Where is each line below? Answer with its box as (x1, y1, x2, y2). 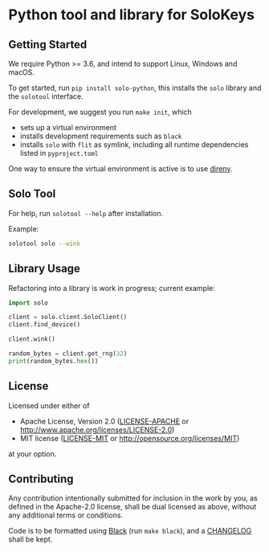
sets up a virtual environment (19, 123, 116, 132)
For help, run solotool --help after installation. (8, 208, 164, 218)
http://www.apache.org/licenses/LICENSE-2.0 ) (19, 424, 175, 435)
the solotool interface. (8, 92, 84, 101)
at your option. (8, 448, 57, 459)
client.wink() (8, 335, 56, 343)
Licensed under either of (8, 400, 90, 411)
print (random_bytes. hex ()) (8, 357, 99, 365)
